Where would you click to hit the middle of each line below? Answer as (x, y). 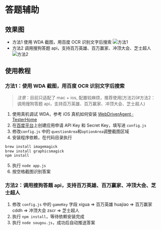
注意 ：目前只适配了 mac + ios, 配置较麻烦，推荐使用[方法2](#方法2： (86, 97)
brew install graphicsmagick (35, 151)
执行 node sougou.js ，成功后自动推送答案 (54, 222)
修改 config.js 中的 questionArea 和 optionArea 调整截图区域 (71, 131)
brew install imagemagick (31, 146)
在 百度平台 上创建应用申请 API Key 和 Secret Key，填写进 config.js (79, 125)
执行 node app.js (29, 165)
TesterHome (25, 119)
